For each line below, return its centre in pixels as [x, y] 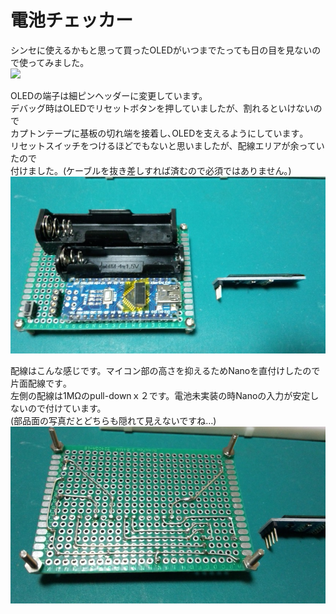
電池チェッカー [72, 20]
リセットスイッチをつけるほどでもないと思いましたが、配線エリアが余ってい [167, 145]
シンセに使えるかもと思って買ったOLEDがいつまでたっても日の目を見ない [161, 50]
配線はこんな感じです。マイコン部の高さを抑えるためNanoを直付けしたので [165, 371]
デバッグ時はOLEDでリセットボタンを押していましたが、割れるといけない [162, 108]
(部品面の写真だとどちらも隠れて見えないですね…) [113, 421]
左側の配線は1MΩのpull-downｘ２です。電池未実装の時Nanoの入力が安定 [160, 396]
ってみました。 [58, 62]
